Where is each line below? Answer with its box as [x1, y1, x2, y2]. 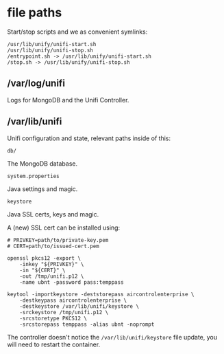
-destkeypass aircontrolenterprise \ [19, 297, 127, 304]
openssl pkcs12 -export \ [7, 254, 81, 262]
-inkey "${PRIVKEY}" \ [19, 261, 84, 267]
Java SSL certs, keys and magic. [7, 210, 99, 218]
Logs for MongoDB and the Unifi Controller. [7, 96, 129, 104]
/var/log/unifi [7, 78, 65, 89]
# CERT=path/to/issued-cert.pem [7, 243, 99, 250]
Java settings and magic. [7, 184, 78, 193]
